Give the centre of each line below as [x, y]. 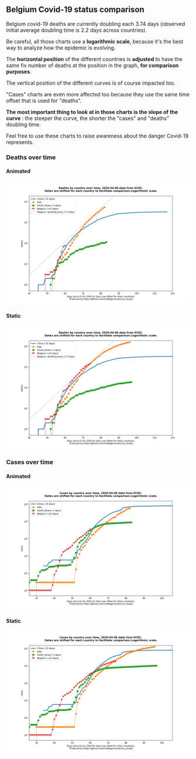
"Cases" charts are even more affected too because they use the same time [98, 94]
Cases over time [30, 462]
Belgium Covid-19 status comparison [75, 10]
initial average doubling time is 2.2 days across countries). [77, 30]
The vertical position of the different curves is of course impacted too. [91, 83]
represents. [20, 142]
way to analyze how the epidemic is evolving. [61, 48]
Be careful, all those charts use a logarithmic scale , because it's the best [95, 41]
